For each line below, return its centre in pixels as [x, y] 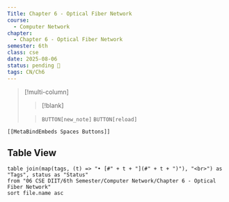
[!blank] [53, 105]
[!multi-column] [47, 92]
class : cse [23, 53]
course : [18, 20]
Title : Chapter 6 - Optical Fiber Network [70, 14]
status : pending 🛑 [34, 65]
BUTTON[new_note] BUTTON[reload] [89, 119]
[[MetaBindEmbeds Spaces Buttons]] [59, 132]
